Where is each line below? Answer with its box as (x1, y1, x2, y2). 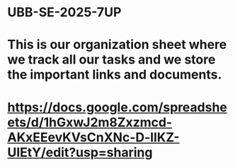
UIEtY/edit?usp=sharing (7, 144, 153, 160)
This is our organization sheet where (7, 37, 227, 53)
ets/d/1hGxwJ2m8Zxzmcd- (7, 114, 173, 130)
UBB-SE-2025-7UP (7, 4, 122, 21)
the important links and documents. (7, 67, 222, 83)
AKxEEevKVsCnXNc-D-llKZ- (7, 129, 180, 145)
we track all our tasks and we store (7, 52, 216, 68)
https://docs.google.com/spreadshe (7, 99, 228, 115)
